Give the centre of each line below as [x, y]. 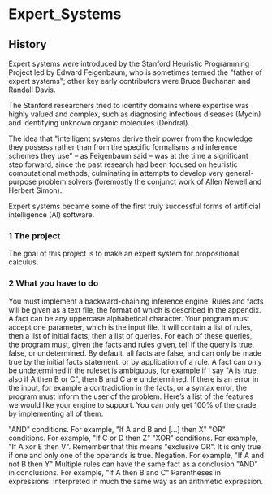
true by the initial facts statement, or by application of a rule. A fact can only [135, 361]
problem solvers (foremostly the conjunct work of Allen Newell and [150, 181]
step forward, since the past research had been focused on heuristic [123, 164]
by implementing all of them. [56, 413]
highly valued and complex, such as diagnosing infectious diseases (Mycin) [135, 114]
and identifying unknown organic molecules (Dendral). [99, 122]
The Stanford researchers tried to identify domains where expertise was [129, 105]
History [28, 44]
